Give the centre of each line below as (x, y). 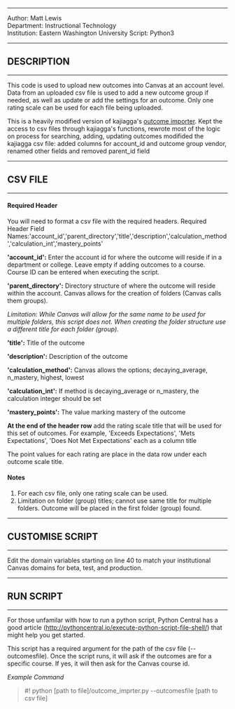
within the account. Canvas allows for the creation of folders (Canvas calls (114, 293)
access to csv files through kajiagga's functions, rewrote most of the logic (114, 128)
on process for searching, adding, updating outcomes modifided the (106, 136)
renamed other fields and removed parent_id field (79, 151)
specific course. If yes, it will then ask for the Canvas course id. (99, 663)
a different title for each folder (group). (63, 329)
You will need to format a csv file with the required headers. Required (107, 221)
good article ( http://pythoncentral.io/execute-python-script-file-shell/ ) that (115, 627)
